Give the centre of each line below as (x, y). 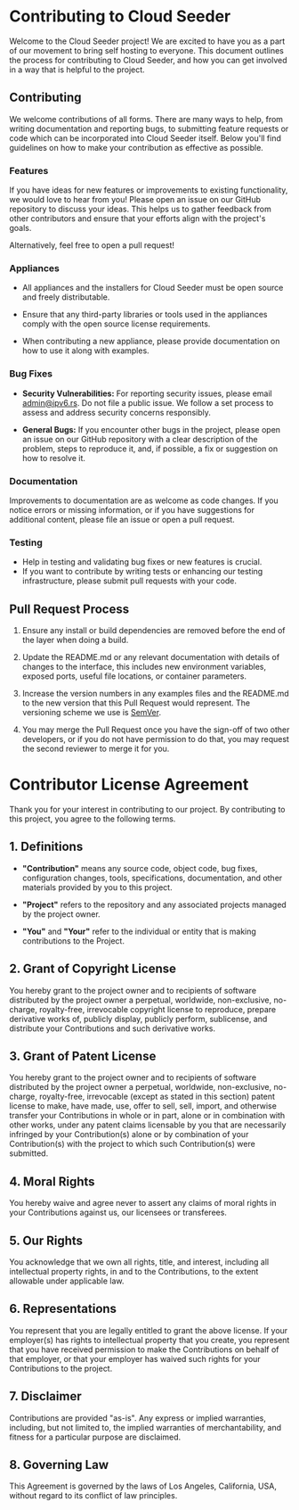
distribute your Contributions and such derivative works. (113, 1028)
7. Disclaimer (45, 1396)
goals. (20, 228)
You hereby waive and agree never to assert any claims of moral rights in (143, 1203)
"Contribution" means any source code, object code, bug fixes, (140, 868)
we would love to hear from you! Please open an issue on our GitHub (135, 200)
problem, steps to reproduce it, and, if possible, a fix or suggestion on (150, 449)
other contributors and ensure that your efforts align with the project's (137, 219)
